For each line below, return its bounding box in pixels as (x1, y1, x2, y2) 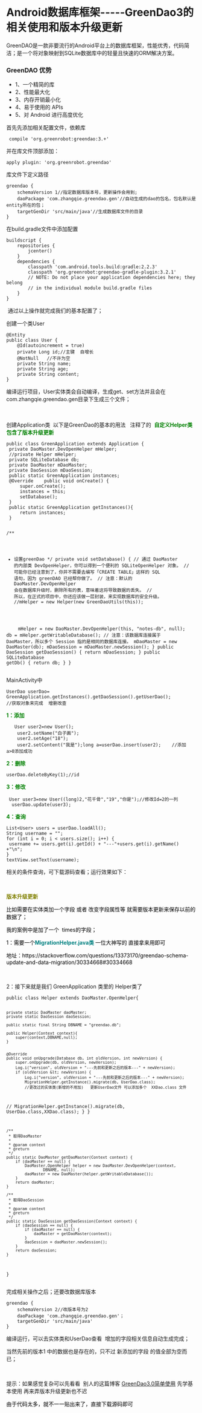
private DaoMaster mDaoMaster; (8, 462, 87, 468)
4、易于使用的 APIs (14, 103, 63, 111)
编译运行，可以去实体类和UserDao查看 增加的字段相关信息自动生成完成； (6, 1335, 190, 1342)
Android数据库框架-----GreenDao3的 (6, 5, 194, 19)
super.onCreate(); (19, 484, 66, 490)
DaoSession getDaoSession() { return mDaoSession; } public (6, 649, 161, 655)
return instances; (19, 510, 66, 516)
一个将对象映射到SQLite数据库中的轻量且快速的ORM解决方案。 (22, 49, 178, 56)
